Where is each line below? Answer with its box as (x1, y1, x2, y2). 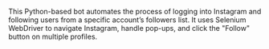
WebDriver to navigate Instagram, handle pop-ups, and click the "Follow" (8, 24, 251, 32)
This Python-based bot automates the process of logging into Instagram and (8, 7, 262, 16)
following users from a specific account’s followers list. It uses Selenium (8, 15, 247, 24)
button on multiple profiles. (8, 32, 98, 41)
